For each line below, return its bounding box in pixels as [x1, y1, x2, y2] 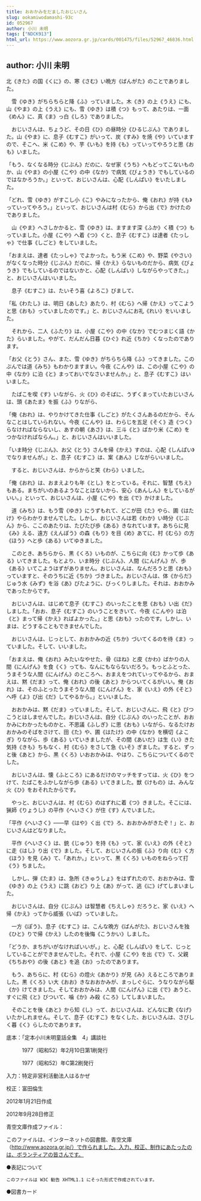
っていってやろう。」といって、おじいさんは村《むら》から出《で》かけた [6, 204, 186, 211]
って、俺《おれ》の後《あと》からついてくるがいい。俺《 [47, 678, 189, 685]
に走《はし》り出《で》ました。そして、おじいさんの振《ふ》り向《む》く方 [6, 847, 194, 854]
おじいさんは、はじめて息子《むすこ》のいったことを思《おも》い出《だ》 [11, 600, 195, 607]
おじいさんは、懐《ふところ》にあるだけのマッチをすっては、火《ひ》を [11, 771, 190, 778]
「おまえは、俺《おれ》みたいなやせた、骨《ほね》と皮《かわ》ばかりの [6, 655, 185, 662]
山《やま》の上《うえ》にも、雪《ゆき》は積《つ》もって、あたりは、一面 [6, 105, 190, 112]
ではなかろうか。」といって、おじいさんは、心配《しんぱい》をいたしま [6, 175, 181, 183]
